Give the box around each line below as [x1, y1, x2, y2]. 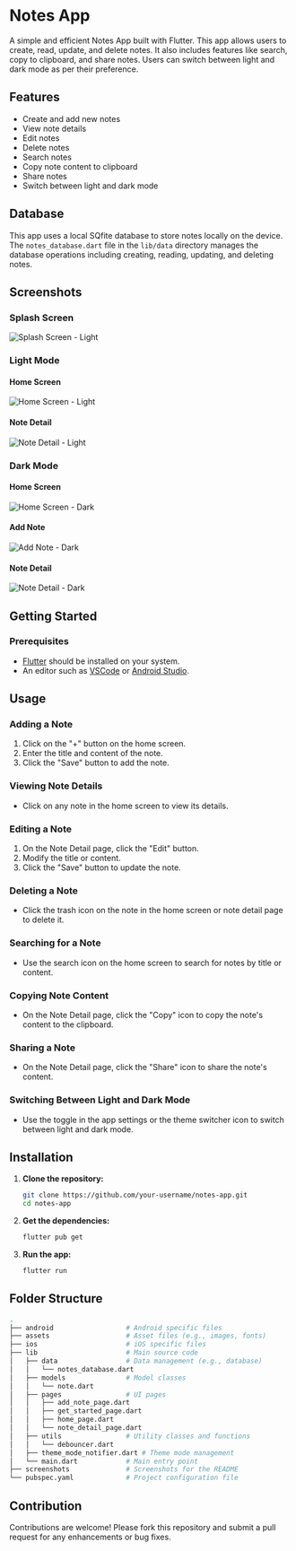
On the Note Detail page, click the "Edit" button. [22, 843, 199, 854]
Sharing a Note [9, 1041, 76, 1054]
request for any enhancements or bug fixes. [9, 1531, 172, 1542]
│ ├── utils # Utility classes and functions [9, 1432, 251, 1441]
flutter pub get [22, 1233, 83, 1242]
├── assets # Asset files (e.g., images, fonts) [9, 1331, 267, 1341]
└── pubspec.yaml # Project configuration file [9, 1473, 239, 1483]
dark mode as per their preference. [9, 64, 139, 74]
